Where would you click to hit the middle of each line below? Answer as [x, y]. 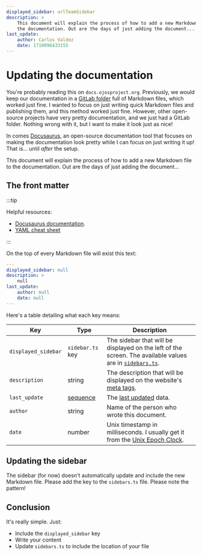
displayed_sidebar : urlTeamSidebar [51, 12]
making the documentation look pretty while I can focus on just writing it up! [100, 142]
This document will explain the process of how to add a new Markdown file [99, 160]
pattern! [16, 488]
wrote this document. [136, 415]
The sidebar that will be [140, 340]
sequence [82, 397]
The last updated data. [138, 397]
